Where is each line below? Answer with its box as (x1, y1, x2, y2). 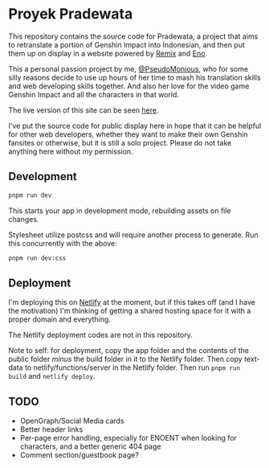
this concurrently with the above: (8, 238, 118, 248)
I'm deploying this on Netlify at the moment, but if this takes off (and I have (8, 298, 255, 307)
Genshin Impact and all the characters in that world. (8, 89, 179, 99)
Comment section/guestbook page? (19, 450, 139, 460)
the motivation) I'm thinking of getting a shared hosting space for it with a (8, 306, 251, 316)
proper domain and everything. (8, 314, 111, 324)
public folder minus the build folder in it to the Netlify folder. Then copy (8, 355, 243, 364)
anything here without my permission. (8, 146, 134, 156)
